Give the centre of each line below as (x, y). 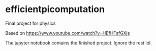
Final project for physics (30, 23)
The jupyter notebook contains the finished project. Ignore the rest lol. (79, 43)
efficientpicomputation (55, 9)
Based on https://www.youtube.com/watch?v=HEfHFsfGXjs (68, 33)
